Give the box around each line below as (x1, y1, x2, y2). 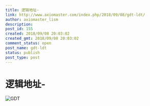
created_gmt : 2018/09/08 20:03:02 (5, 36, 79, 41)
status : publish (5, 50, 40, 55)
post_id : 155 (5, 26, 33, 32)
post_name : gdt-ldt (5, 45, 47, 50)
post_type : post (5, 55, 40, 60)
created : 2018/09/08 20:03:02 (5, 31, 70, 36)
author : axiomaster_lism (5, 17, 58, 22)
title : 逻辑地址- (5, 7, 39, 13)
